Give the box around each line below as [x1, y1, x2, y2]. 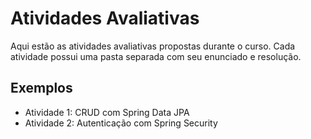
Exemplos [10, 80, 73, 97]
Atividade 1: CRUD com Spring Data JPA [24, 106, 190, 118]
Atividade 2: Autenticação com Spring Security [24, 117, 218, 129]
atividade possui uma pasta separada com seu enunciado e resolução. [10, 50, 302, 62]
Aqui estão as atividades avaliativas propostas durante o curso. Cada [10, 40, 296, 52]
